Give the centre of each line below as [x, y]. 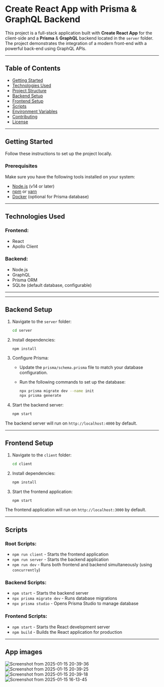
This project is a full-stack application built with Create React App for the [79, 33]
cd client [22, 464]
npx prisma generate [40, 396]
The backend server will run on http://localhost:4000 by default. [71, 423]
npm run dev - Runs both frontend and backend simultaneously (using [82, 565]
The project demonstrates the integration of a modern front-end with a [76, 43]
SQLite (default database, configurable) [52, 285]
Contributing [25, 116]
